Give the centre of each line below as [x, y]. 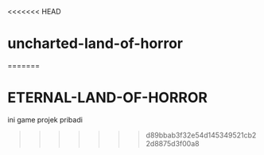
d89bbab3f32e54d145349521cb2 [201, 135]
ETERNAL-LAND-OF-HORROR [108, 98]
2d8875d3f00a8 [173, 143]
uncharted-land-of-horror [95, 44]
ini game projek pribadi [45, 119]
